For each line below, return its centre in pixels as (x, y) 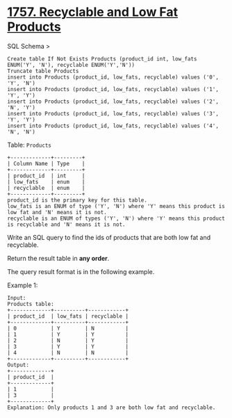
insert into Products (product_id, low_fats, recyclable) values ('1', (113, 89)
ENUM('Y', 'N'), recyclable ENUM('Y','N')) (71, 65)
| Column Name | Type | (46, 163)
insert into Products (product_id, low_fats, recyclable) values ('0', (113, 77)
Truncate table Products (43, 71)
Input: (17, 298)
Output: (18, 365)
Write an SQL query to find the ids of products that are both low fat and (109, 237)
